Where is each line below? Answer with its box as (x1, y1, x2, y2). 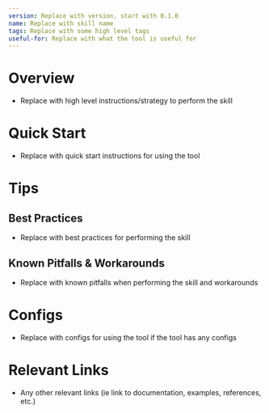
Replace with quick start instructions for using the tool (19, 151, 200, 161)
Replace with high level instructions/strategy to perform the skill (19, 96, 233, 106)
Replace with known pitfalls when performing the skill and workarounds (19, 277, 258, 287)
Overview (8, 70, 75, 87)
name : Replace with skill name (8, 19, 114, 27)
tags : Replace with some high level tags (8, 27, 150, 35)
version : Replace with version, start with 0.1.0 (8, 11, 179, 20)
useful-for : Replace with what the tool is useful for (8, 34, 197, 43)
